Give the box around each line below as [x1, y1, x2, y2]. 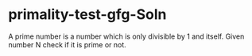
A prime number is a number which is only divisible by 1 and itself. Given [8, 32, 245, 41]
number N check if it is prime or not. [8, 39, 127, 49]
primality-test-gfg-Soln [8, 6, 167, 24]
